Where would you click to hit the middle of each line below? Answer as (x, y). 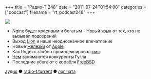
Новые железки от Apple (38, 46)
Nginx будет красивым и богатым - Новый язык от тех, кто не (76, 31)
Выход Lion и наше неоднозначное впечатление (62, 41)
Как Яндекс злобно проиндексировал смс (56, 51)
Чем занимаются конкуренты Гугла (49, 57)
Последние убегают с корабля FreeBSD (53, 62)
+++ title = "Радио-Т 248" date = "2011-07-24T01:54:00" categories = (76, 7)
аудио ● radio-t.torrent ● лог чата (40, 71)
